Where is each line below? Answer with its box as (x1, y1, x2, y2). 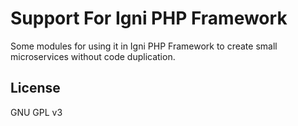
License (10, 80, 61, 97)
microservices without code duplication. (10, 50, 176, 62)
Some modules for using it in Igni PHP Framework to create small (10, 40, 278, 52)
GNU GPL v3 (10, 106, 63, 118)
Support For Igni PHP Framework (10, 7, 288, 30)
